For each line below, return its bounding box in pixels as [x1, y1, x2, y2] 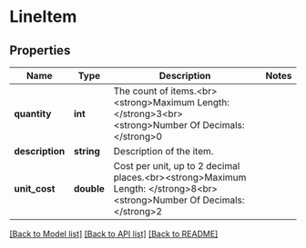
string [73, 145, 100, 157]
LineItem [9, 6, 77, 27]
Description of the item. [113, 145, 214, 157]
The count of [113, 84, 168, 97]
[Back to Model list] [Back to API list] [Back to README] [9, 229, 219, 239]
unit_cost [14, 183, 56, 194]
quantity [14, 107, 52, 120]
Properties [9, 43, 71, 58]
